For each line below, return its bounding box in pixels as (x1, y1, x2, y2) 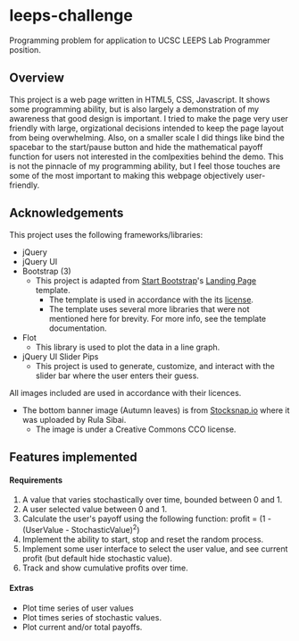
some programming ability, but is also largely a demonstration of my (9, 104, 260, 114)
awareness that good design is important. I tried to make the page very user (9, 113, 288, 123)
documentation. (48, 323, 107, 333)
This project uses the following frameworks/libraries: (9, 229, 203, 240)
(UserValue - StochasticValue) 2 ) (21, 523, 140, 535)
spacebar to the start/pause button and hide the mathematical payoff (9, 141, 263, 152)
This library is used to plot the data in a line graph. (35, 342, 220, 352)
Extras (9, 583, 34, 594)
